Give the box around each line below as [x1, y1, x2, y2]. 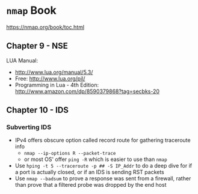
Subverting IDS [6, 123, 52, 132]
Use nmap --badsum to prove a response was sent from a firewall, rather [14, 175, 191, 182]
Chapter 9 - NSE [6, 41, 68, 51]
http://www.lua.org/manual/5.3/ [14, 68, 93, 76]
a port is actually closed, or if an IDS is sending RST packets [14, 169, 164, 176]
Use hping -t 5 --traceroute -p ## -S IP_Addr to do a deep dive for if [14, 162, 193, 169]
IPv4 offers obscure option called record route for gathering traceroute [14, 136, 191, 144]
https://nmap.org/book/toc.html [6, 23, 85, 31]
